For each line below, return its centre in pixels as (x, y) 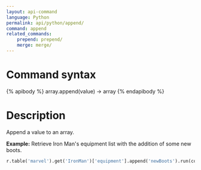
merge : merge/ (34, 45)
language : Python (28, 17)
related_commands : (29, 34)
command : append (26, 28)
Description (36, 116)
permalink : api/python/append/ (45, 23)
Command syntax (51, 75)
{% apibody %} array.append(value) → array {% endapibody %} (85, 91)
